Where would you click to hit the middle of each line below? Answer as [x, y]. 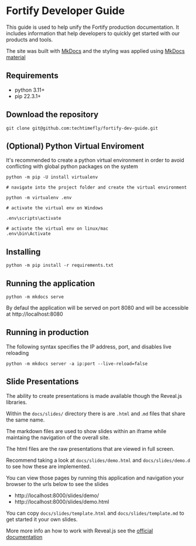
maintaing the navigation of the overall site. [58, 437]
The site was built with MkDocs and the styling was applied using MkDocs [96, 51]
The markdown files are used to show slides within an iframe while [86, 431]
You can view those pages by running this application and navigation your [95, 478]
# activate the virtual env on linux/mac [57, 229]
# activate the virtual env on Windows [55, 208]
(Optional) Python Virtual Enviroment [75, 146]
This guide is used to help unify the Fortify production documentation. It [93, 27]
